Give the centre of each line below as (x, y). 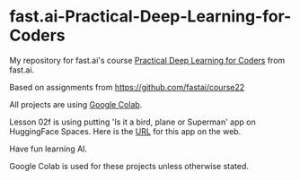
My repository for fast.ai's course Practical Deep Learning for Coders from (147, 60)
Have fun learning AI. (49, 149)
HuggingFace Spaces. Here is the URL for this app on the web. (125, 131)
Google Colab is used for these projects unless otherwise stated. (129, 166)
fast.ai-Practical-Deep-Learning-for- (150, 17)
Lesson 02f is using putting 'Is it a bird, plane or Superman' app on (132, 122)
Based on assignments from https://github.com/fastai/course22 (127, 87)
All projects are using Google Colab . (76, 104)
